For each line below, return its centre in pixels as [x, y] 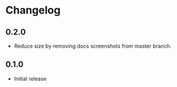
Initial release [30, 78]
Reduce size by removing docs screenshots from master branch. [93, 46]
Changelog [33, 10]
